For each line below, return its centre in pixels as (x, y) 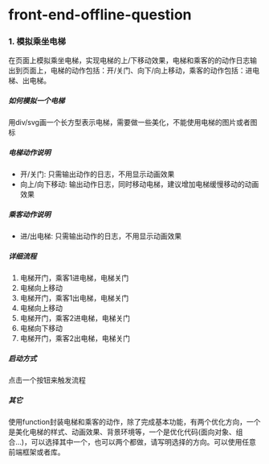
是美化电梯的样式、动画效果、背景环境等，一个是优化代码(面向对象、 (122, 432)
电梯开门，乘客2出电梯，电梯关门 (75, 338)
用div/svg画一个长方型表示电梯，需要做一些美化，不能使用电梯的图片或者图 (133, 122)
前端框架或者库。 (37, 452)
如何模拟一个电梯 (37, 101)
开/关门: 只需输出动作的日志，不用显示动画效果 (97, 174)
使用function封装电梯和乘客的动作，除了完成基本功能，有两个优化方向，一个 (134, 422)
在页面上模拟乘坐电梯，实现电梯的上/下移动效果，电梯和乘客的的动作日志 (129, 60)
